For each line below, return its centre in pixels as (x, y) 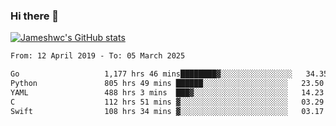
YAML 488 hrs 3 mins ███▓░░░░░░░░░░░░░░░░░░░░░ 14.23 (167, 92)
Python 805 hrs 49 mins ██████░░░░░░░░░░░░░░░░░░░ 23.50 (167, 84)
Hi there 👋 (35, 16)
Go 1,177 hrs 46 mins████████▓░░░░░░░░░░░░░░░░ (151, 74)
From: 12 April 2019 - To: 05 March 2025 (98, 56)
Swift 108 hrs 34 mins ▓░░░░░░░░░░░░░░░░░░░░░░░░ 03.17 (167, 111)
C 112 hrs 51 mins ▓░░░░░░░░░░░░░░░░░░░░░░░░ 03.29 (167, 102)
